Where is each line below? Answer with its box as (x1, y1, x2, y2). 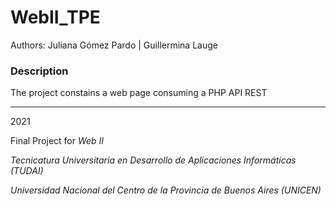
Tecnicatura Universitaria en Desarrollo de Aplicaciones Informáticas (10, 154, 297, 166)
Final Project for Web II (10, 135, 105, 147)
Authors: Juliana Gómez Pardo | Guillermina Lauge (10, 39, 218, 51)
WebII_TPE (10, 6, 101, 29)
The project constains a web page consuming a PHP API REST (10, 87, 268, 99)
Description (10, 64, 69, 78)
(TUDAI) (10, 165, 44, 177)
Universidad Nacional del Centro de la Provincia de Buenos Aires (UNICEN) (10, 184, 322, 196)
